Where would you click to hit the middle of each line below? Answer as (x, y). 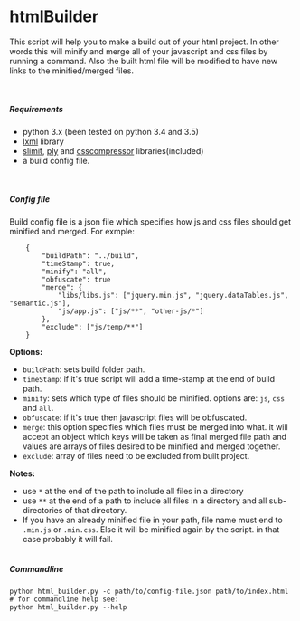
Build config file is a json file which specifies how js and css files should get (150, 221)
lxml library (43, 141)
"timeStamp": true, (79, 263)
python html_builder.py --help (68, 607)
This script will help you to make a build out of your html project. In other (145, 42)
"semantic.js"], (40, 303)
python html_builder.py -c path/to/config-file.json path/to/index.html (149, 591)
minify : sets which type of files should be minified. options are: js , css (154, 398)
